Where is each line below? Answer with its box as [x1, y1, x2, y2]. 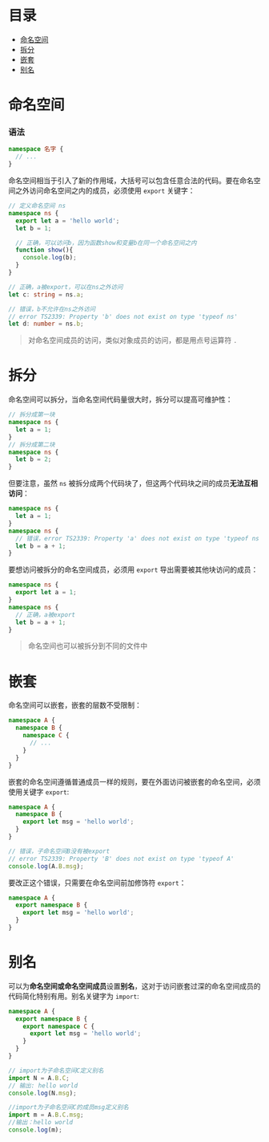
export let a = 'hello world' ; [15, 217, 120, 225]
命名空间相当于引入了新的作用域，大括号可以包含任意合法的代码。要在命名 [8, 176, 254, 186]
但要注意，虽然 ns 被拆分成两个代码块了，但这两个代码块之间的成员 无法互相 [8, 479, 259, 488]
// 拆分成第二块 [8, 440, 55, 449]
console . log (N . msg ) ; [8, 1089, 78, 1097]
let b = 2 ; [15, 455, 52, 463]
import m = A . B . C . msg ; [8, 1111, 84, 1120]
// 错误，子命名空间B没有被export [8, 847, 110, 855]
